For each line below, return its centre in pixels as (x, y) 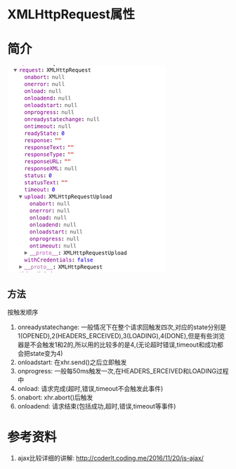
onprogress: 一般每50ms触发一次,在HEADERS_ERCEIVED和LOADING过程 (123, 371)
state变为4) (46, 353)
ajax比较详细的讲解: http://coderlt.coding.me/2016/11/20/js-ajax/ (110, 458)
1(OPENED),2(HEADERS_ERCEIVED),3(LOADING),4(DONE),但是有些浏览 (121, 335)
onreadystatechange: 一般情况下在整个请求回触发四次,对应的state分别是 (122, 327)
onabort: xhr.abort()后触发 (55, 397)
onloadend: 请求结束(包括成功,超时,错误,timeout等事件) (97, 406)
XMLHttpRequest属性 (71, 14)
